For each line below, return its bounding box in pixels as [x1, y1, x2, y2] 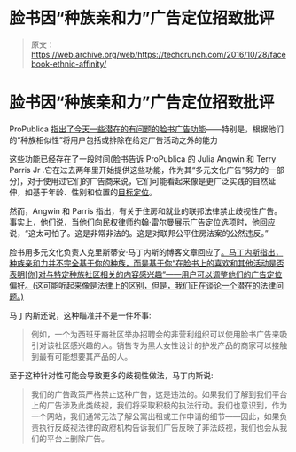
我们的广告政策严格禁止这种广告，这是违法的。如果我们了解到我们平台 [30, 388, 288, 400]
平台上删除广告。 [46, 432, 109, 444]
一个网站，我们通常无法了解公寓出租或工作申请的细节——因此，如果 [30, 410, 280, 422]
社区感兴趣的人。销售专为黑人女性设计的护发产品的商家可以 [54, 339, 272, 351]
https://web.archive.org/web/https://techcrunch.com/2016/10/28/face [30, 49, 286, 59]
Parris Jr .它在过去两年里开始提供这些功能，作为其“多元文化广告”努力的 [9, 164, 269, 175]
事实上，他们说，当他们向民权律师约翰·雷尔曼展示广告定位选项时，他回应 [9, 217, 277, 227]
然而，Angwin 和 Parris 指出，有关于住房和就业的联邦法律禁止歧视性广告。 [9, 205, 282, 216]
